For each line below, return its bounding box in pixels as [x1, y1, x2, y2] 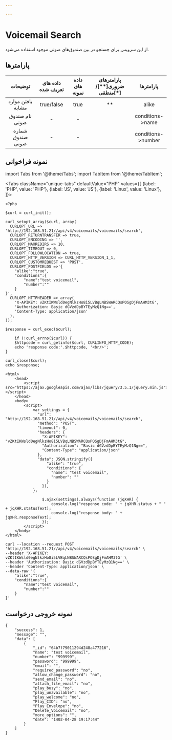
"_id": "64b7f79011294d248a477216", [32, 645, 111, 650]
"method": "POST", [37, 421, 77, 426]
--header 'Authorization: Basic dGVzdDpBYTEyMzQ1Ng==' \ [5, 560, 130, 565]
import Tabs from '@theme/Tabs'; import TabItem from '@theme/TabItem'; [5, 171, 163, 177]
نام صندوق [9, 112, 32, 119]
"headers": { [37, 430, 66, 435]
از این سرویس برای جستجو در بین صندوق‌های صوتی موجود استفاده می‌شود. [5, 46, 149, 52]
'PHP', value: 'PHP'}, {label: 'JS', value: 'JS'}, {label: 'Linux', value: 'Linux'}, [5, 186, 161, 192]
